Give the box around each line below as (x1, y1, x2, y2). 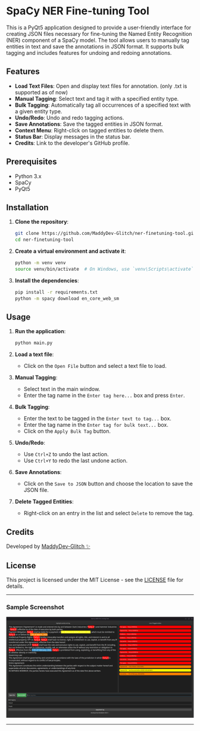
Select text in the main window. (23, 386, 101, 393)
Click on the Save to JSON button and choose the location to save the (23, 480, 193, 487)
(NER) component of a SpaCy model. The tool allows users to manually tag (6, 36, 189, 44)
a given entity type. (14, 107, 62, 114)
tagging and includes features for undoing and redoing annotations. (6, 49, 172, 56)
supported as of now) (14, 88, 68, 96)
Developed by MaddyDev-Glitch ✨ (6, 543, 90, 550)
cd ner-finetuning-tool (14, 237, 74, 243)
